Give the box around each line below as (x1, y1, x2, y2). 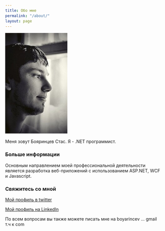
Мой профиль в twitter (5, 197, 52, 203)
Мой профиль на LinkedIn (5, 206, 59, 212)
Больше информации (5, 151, 60, 158)
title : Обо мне (5, 8, 37, 13)
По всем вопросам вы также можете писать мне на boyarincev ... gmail (5, 216, 158, 222)
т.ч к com (5, 221, 25, 227)
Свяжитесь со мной (5, 185, 56, 192)
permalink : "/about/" (5, 13, 50, 18)
